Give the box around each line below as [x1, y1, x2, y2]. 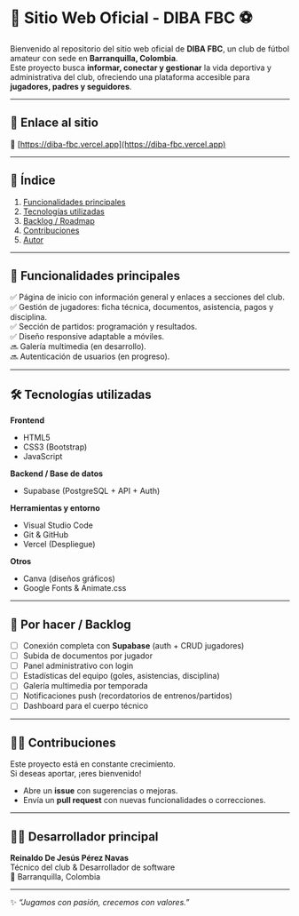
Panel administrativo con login [22, 660, 134, 672]
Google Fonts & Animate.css [22, 583, 127, 593]
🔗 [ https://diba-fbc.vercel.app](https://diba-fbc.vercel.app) [10, 139, 226, 149]
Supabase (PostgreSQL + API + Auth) [22, 486, 161, 497]
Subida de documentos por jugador [22, 650, 153, 661]
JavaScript [22, 451, 63, 462]
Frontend [10, 415, 45, 426]
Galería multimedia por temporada [22, 681, 149, 691]
